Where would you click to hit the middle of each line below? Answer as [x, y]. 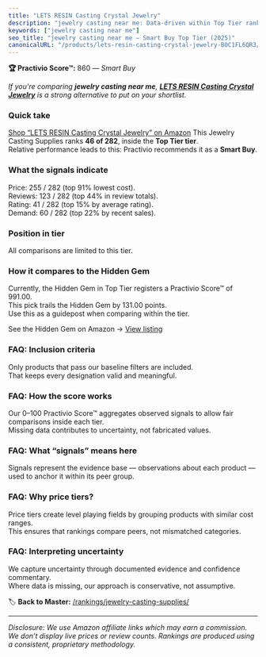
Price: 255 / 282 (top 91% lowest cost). [72, 187]
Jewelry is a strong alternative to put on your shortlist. [97, 95]
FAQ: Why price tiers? [51, 497]
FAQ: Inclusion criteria [52, 350]
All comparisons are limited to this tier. [70, 251]
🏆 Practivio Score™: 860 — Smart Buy [72, 68]
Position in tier [36, 233]
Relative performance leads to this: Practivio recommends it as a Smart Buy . [133, 150]
